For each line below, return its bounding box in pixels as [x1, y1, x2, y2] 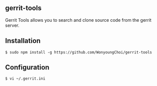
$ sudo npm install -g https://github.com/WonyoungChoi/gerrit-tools [5, 49, 153, 55]
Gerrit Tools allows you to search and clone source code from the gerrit [5, 17, 152, 23]
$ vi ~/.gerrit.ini [5, 76, 46, 81]
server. [5, 22, 20, 28]
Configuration [5, 63, 50, 72]
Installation [5, 37, 41, 45]
